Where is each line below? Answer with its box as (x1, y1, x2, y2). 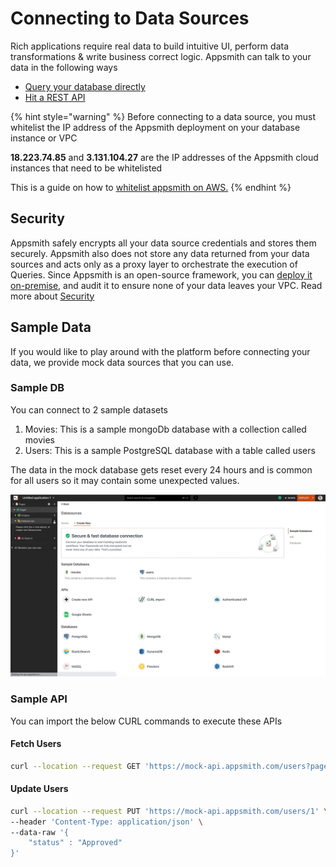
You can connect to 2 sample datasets (10, 403, 169, 416)
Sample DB (10, 381, 65, 395)
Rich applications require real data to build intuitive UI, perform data (10, 40, 290, 52)
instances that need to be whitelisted (10, 162, 163, 174)
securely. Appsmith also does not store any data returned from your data (10, 247, 310, 259)
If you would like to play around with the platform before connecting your (10, 345, 311, 357)
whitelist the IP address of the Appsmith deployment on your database (10, 121, 301, 133)
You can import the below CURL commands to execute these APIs (10, 715, 283, 727)
